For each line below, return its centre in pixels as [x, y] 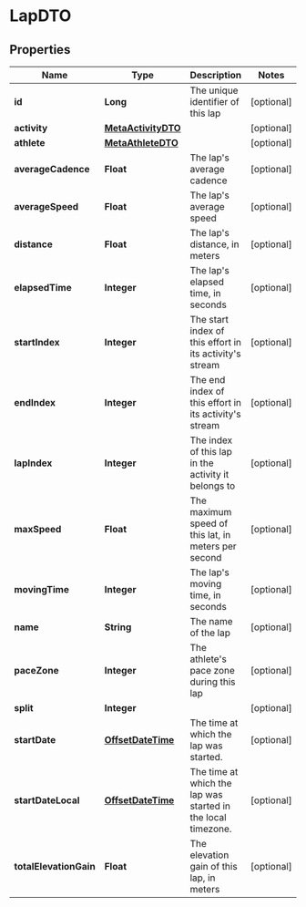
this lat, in [210, 535]
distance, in [214, 244]
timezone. [211, 829]
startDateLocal [47, 800]
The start [209, 320]
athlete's [209, 659]
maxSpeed [38, 529]
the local [208, 817]
